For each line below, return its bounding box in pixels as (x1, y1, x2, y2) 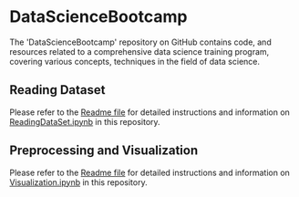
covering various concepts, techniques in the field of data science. (9, 56, 261, 67)
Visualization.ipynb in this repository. (9, 176, 148, 188)
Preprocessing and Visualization (9, 143, 199, 159)
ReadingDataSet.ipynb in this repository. (9, 116, 161, 127)
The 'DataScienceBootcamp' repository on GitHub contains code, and (9, 36, 272, 47)
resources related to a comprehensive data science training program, (9, 46, 270, 57)
